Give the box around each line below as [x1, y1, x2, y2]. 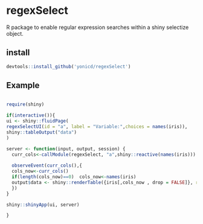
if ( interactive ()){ [6, 112, 56, 118]
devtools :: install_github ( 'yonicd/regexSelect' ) [6, 63, 131, 69]
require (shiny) [6, 101, 45, 107]
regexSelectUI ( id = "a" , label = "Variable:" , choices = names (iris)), [6, 124, 188, 130]
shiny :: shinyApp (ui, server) [6, 202, 80, 208]
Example [6, 80, 40, 91]
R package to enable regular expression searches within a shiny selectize [6, 24, 189, 31]
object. [6, 30, 24, 37]
